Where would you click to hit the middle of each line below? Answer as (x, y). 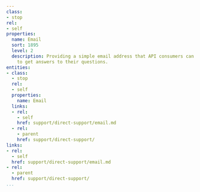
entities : (19, 67)
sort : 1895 (25, 45)
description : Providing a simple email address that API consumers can (103, 56)
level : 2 (22, 51)
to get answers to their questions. (63, 62)
